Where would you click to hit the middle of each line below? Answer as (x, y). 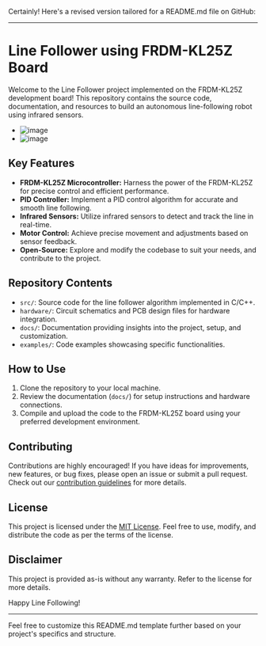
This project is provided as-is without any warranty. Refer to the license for (130, 579)
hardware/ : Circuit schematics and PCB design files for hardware (125, 310)
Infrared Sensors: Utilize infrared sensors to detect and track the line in (137, 216)
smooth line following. (56, 207)
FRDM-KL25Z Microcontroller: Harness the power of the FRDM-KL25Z (136, 182)
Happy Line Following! (44, 602)
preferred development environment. (80, 422)
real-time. (36, 224)
